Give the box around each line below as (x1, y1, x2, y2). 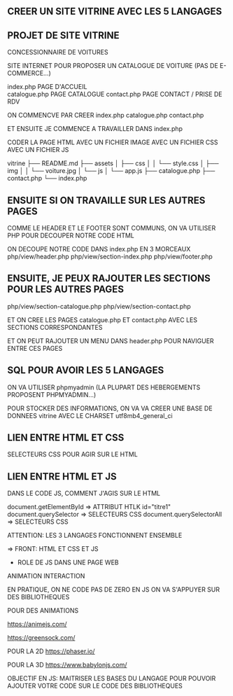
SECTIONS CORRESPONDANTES (7, 323, 103, 331)
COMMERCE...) (7, 69, 51, 78)
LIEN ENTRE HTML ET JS (7, 471, 117, 482)
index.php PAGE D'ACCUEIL (7, 83, 87, 91)
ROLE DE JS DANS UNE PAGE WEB (17, 558, 119, 566)
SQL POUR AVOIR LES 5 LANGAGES (7, 364, 164, 377)
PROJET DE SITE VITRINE (7, 29, 120, 41)
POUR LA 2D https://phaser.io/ (7, 647, 96, 655)
